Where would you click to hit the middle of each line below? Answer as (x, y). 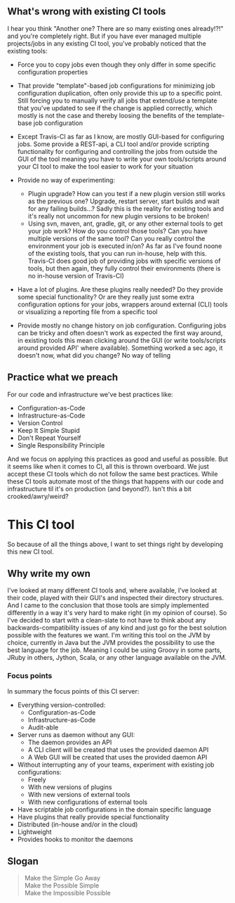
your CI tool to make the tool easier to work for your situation (105, 166)
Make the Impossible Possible (67, 893)
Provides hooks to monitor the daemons (75, 839)
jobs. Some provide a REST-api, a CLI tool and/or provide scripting (113, 144)
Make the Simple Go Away (62, 878)
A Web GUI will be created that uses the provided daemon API (117, 757)
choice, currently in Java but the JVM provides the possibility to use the (111, 643)
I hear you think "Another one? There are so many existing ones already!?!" (115, 28)
